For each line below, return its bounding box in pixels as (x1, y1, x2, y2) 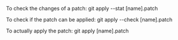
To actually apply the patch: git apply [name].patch (6, 27, 129, 34)
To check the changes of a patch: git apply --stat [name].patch (6, 5, 158, 12)
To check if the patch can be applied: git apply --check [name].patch (6, 16, 173, 23)
